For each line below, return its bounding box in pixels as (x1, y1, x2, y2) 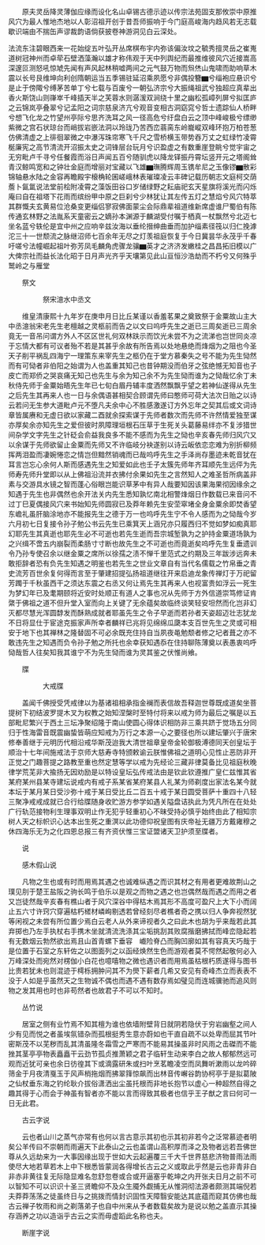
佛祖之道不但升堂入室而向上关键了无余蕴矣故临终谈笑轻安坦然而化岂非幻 (21, 598, 257, 607)
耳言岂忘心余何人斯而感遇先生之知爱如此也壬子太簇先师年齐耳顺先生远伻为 (8, 460, 250, 469)
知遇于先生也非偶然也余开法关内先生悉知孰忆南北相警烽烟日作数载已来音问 (8, 490, 250, 498)
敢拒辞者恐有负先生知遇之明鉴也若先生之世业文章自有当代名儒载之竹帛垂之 (8, 558, 250, 568)
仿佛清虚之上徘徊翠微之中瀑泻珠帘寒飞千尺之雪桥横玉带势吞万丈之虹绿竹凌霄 (8, 133, 257, 142)
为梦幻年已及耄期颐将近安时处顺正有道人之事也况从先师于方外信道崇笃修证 (8, 588, 250, 597)
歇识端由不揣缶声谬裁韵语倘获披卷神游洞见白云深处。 (8, 27, 181, 36)
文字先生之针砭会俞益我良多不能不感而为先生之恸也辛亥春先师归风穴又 (28, 430, 257, 439)
